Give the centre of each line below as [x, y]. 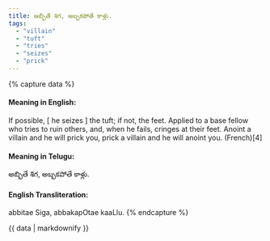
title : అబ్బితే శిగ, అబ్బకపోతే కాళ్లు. [60, 16]
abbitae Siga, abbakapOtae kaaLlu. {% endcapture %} [99, 213]
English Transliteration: [49, 194]
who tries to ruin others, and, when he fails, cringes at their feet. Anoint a [130, 129]
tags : [17, 23]
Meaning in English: [42, 103]
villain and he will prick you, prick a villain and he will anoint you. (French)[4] [135, 137]
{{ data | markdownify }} [49, 228]
